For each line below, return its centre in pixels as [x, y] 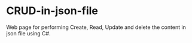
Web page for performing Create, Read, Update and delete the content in [96, 27]
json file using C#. [28, 33]
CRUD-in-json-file [52, 11]
